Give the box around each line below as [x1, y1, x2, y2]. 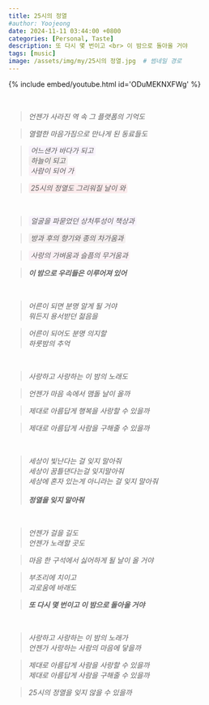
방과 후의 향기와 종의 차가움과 [30, 233, 124, 243]
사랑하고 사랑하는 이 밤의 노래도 [28, 371, 128, 381]
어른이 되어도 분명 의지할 [28, 328, 107, 338]
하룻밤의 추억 [28, 338, 70, 348]
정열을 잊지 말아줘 [28, 495, 85, 505]
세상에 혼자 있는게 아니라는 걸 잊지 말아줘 [28, 476, 159, 486]
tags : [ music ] [8, 49, 57, 58]
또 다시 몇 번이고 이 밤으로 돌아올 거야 [28, 600, 146, 609]
